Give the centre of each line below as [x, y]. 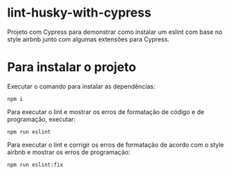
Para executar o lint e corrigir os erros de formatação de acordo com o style [116, 145]
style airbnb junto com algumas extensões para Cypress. [88, 39]
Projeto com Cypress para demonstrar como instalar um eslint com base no [115, 32]
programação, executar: [41, 119]
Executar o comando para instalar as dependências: [81, 86]
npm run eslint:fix [35, 165]
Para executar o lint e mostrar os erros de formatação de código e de [106, 111]
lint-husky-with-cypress [79, 13]
